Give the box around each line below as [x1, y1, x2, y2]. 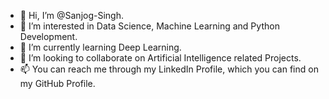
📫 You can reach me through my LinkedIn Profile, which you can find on [19, 63, 319, 75]
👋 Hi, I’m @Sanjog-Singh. [19, 10, 124, 21]
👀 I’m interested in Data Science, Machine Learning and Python [19, 20, 280, 32]
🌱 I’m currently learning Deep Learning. [19, 41, 182, 53]
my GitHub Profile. [19, 78, 96, 89]
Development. [19, 31, 78, 42]
